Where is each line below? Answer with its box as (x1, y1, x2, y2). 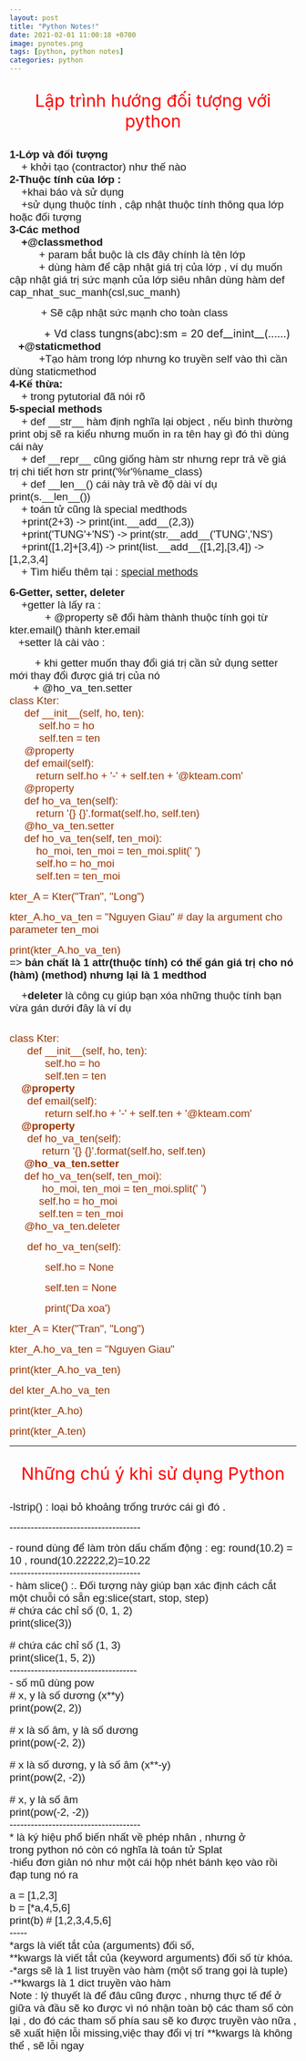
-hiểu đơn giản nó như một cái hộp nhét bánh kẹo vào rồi (9, 1856, 278, 1869)
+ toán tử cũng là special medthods (21, 503, 188, 516)
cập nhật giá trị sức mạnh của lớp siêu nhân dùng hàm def (9, 273, 285, 286)
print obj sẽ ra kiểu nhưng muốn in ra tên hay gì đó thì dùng (9, 427, 290, 440)
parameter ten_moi (9, 923, 99, 936)
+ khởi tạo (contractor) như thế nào (21, 160, 187, 173)
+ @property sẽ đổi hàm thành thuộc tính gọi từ (45, 611, 269, 624)
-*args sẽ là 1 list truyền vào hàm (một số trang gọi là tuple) (9, 1964, 289, 1977)
